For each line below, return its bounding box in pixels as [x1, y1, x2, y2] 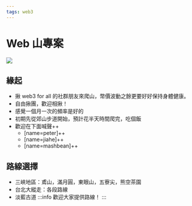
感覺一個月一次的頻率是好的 [14, 108, 84, 115]
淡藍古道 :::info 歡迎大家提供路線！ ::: [14, 193, 107, 201]
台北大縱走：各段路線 [14, 186, 68, 193]
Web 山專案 [6, 37, 64, 50]
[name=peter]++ [23, 130, 65, 137]
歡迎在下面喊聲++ [14, 123, 59, 130]
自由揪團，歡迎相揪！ [14, 100, 68, 107]
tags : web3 [6, 8, 34, 15]
